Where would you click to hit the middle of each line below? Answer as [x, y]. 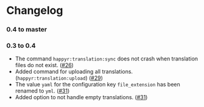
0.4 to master [27, 30]
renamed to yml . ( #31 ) [42, 91]
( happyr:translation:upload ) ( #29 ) [59, 78]
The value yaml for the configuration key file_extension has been [98, 85]
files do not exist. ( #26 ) [44, 65]
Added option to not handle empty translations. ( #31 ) [81, 97]
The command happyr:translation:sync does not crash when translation [107, 59]
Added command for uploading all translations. [74, 72]
